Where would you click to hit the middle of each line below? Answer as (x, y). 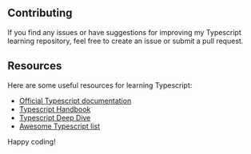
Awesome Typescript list (60, 126)
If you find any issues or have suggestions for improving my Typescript (124, 32)
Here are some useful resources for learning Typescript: (100, 85)
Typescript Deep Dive (55, 117)
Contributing (40, 13)
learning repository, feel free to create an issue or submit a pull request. (125, 41)
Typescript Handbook (55, 109)
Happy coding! (32, 141)
